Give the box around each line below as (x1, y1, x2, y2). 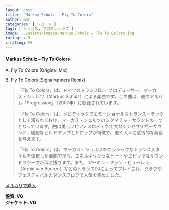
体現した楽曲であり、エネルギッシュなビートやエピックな (31, 152, 150, 159)
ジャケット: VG (5, 199, 36, 205)
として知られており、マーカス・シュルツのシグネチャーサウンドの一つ (17, 117, 163, 123)
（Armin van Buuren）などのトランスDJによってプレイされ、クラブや (17, 165, 162, 172)
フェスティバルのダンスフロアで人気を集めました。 (17, 172, 124, 178)
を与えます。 (17, 136, 44, 142)
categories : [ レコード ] (5, 21, 57, 27)
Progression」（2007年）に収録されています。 (26, 99, 122, 106)
